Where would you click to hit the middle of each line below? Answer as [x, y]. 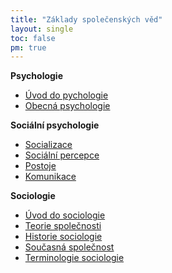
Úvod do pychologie [66, 95]
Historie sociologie [63, 237]
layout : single [42, 29]
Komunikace [50, 177]
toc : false [33, 38]
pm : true [28, 47]
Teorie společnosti [63, 226]
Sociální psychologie [55, 125]
